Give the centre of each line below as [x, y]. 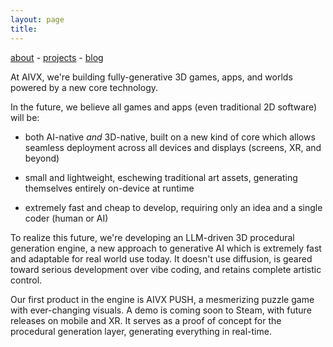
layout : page [37, 19]
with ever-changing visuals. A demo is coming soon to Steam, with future [161, 310]
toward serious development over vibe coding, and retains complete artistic [166, 269]
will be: [25, 117]
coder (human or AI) [66, 218]
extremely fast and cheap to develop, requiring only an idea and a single [173, 207]
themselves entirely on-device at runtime [109, 188]
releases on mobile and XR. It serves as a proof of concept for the [146, 320]
